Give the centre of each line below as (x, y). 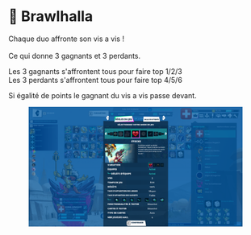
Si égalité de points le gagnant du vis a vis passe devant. (102, 95)
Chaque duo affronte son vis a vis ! (67, 39)
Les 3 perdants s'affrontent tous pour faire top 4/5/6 (96, 80)
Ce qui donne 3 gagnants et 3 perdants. (75, 56)
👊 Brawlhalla (51, 16)
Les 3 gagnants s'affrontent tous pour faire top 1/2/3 (96, 71)
